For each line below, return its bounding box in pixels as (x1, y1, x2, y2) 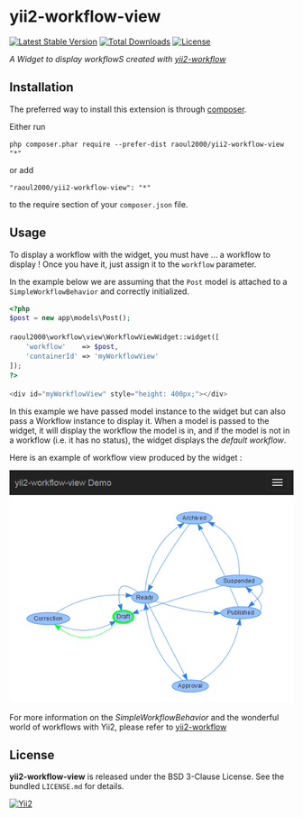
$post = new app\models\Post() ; (9, 314, 131, 323)
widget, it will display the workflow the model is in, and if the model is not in (9, 426, 290, 436)
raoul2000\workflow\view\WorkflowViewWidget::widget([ (9, 333, 220, 342)
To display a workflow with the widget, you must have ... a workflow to (9, 249, 271, 260)
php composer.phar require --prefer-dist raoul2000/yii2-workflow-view (9, 140, 284, 149)
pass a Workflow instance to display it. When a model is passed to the (9, 416, 270, 427)
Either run (9, 121, 46, 132)
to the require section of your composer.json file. (9, 198, 188, 209)
